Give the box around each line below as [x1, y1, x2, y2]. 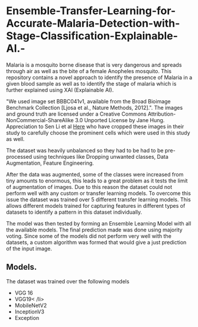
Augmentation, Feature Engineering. [6, 159, 95, 166]
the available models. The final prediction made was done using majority [6, 226, 183, 233]
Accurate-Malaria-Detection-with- [6, 17, 180, 30]
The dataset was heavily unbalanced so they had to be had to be [6, 146, 164, 154]
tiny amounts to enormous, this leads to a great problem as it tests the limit [6, 177, 188, 184]
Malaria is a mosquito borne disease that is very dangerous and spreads [6, 61, 182, 68]
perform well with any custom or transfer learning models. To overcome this [6, 189, 191, 197]
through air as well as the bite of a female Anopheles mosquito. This [6, 67, 172, 74]
